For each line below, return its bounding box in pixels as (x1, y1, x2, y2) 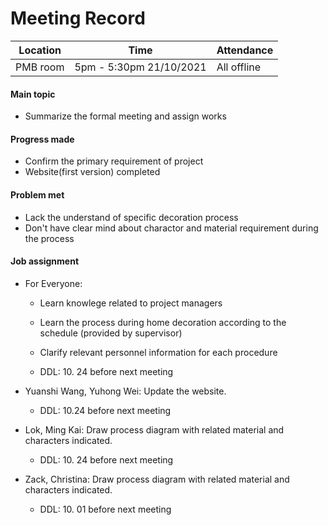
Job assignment (10, 255, 80, 267)
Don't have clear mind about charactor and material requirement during (24, 222, 319, 234)
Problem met (10, 188, 65, 201)
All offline (216, 60, 262, 74)
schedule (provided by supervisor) (39, 327, 183, 339)
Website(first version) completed (24, 166, 161, 178)
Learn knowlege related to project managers (39, 297, 223, 309)
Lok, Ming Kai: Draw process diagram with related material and (24, 423, 285, 436)
